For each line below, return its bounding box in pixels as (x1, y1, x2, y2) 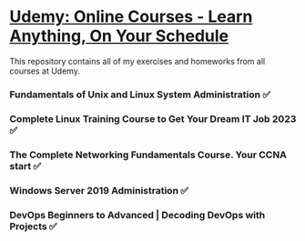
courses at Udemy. (9, 65, 80, 76)
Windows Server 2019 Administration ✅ (9, 184, 189, 196)
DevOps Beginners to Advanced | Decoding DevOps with (9, 208, 266, 221)
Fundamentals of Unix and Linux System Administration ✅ (9, 88, 271, 101)
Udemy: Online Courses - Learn (9, 6, 253, 27)
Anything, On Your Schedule (9, 25, 229, 46)
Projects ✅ (9, 220, 57, 233)
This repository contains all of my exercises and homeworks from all (9, 55, 266, 66)
